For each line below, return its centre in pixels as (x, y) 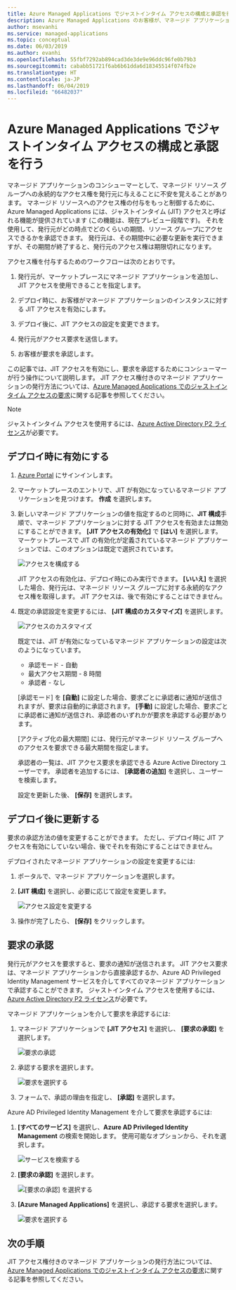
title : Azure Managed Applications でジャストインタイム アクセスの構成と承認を (117, 14)
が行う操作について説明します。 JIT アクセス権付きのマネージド (99, 378)
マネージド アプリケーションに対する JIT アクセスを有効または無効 (132, 522)
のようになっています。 (51, 650)
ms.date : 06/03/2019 (38, 46)
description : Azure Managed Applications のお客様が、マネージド (99, 20)
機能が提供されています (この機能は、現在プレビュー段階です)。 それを (122, 220)
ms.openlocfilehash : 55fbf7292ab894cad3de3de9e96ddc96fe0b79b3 (102, 60)
